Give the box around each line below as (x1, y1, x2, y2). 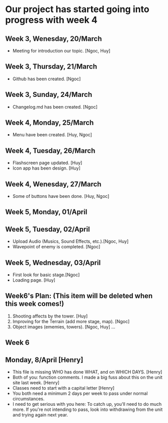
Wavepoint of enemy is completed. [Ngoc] (12, 244, 101, 250)
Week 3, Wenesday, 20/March (5, 34, 102, 43)
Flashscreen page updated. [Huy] (12, 160, 82, 166)
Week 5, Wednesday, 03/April (5, 258, 101, 267)
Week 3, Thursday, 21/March (5, 62, 97, 71)
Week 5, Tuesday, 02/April (5, 225, 90, 233)
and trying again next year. (12, 412, 68, 418)
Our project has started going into (5, 4, 149, 15)
